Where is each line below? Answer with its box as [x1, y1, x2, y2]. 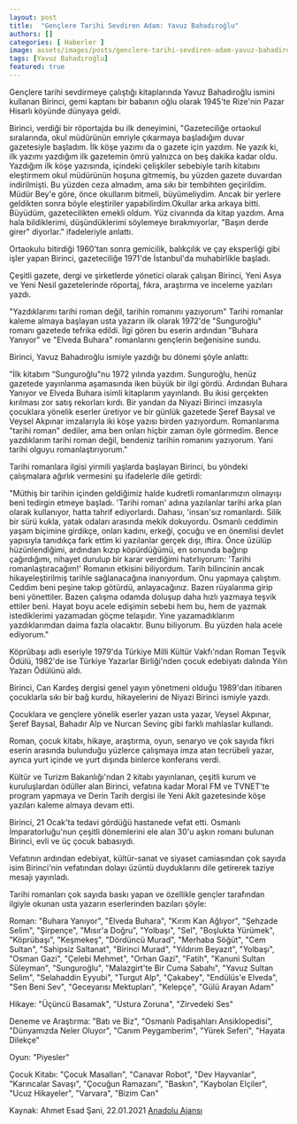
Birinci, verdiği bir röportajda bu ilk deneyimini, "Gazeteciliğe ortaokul [9, 122, 262, 133]
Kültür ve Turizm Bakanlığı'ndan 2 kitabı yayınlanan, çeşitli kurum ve [9, 771, 256, 782]
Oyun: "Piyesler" [9, 1051, 70, 1062]
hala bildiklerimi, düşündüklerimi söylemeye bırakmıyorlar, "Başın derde [9, 216, 269, 227]
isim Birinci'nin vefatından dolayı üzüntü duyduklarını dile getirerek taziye [9, 862, 275, 873]
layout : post [9, 12, 57, 22]
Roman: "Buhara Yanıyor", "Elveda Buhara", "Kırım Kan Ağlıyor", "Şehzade [9, 915, 278, 926]
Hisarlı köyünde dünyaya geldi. [9, 105, 121, 116]
